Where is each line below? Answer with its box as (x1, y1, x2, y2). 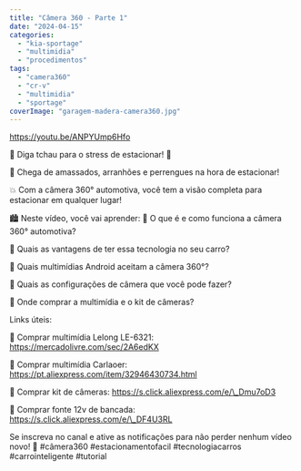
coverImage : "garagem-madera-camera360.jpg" (9, 107, 181, 116)
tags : (9, 65, 30, 74)
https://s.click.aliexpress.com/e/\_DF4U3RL (9, 414, 173, 425)
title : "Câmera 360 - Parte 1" (9, 13, 128, 23)
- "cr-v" (17, 81, 51, 90)
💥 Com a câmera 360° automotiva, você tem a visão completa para (9, 184, 262, 196)
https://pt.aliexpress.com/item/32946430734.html (9, 369, 197, 380)
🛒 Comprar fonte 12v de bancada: (9, 404, 135, 415)
